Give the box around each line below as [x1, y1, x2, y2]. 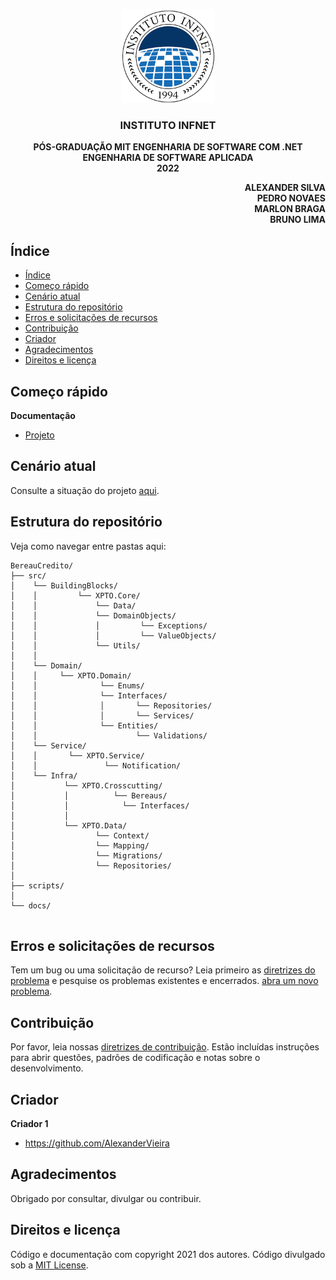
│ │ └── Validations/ [10, 730, 208, 741]
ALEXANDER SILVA [244, 182, 326, 194]
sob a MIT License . [10, 1259, 89, 1271]
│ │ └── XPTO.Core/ [10, 590, 141, 601]
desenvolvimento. [10, 1062, 84, 1074]
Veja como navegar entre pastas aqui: [10, 540, 167, 552]
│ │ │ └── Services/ [10, 710, 195, 721]
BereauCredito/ [10, 560, 74, 571]
